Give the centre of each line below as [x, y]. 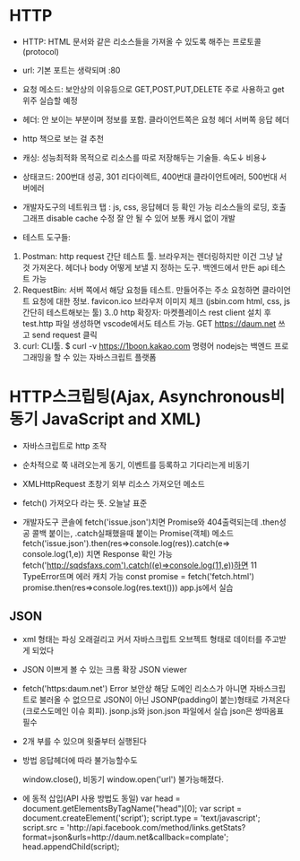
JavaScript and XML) [121, 419]
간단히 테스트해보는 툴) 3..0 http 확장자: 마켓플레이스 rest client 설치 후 [146, 312]
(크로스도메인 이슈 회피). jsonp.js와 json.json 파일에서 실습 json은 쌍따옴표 [153, 710]
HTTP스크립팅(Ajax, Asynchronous [140, 397]
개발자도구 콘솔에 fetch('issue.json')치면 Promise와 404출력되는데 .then [150, 522]
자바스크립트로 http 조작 [64, 446]
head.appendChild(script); [71, 846]
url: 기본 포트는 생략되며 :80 [71, 70]
